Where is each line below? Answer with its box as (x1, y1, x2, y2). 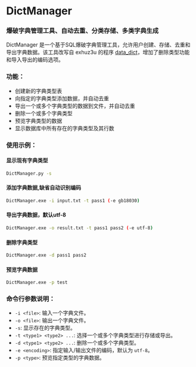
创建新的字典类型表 (14, 87, 63, 94)
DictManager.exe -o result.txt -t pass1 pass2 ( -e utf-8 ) (6, 225, 153, 231)
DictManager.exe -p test (6, 279, 68, 286)
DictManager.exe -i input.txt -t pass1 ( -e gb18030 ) (6, 198, 140, 203)
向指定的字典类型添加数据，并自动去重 (14, 94, 109, 102)
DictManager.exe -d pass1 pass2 (6, 252, 86, 258)
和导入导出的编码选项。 (6, 56, 64, 63)
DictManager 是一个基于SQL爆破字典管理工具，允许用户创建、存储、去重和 (6, 41, 191, 48)
